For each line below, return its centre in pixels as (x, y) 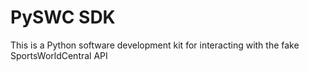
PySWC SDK (63, 17)
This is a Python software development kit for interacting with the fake (155, 45)
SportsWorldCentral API (59, 55)
